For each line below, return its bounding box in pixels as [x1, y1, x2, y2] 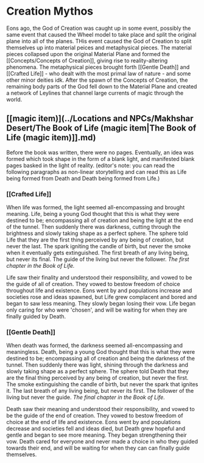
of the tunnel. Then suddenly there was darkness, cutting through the [6, 223, 181, 231]
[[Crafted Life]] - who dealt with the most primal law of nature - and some [6, 70, 191, 77]
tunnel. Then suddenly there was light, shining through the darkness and [6, 361, 189, 368]
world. [6, 96, 23, 103]
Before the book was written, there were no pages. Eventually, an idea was [6, 148, 194, 156]
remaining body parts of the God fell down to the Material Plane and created [6, 82, 197, 90]
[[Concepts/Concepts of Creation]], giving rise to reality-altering [6, 57, 168, 64]
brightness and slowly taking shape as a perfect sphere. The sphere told [6, 230, 188, 237]
